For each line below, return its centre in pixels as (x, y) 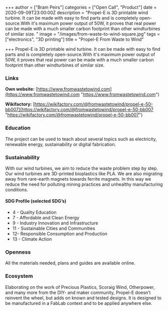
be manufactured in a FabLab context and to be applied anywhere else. (79, 303)
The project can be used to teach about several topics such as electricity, (81, 139)
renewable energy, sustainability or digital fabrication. (61, 144)
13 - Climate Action (32, 239)
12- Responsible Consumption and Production (60, 234)
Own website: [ (21, 89)
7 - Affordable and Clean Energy (46, 218)
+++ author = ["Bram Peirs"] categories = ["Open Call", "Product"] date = (81, 7)
